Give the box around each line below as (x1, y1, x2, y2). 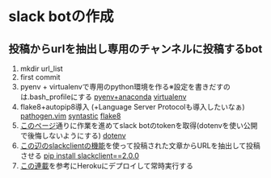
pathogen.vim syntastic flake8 (19, 111, 121, 121)
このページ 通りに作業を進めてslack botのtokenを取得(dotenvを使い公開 (19, 121, 258, 130)
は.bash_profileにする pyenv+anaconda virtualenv (19, 92, 187, 101)
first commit (19, 72, 61, 81)
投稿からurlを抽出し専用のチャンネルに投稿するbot (8, 42, 263, 56)
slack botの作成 (8, 7, 114, 26)
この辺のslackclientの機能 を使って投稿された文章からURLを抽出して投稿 (19, 141, 260, 150)
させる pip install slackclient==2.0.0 (19, 151, 140, 160)
